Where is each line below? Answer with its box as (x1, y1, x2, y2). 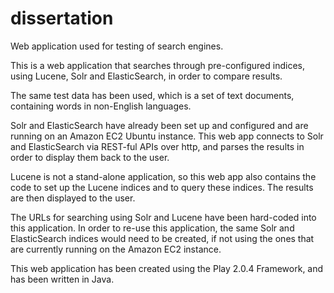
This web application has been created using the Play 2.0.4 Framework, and (10, 262, 324, 274)
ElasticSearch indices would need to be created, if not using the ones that (10, 232, 315, 244)
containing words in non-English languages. (10, 100, 192, 112)
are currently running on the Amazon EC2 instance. (10, 243, 222, 255)
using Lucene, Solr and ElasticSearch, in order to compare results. (10, 70, 283, 82)
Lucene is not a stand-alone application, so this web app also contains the (10, 170, 317, 182)
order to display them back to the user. (10, 151, 170, 163)
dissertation (10, 7, 114, 30)
